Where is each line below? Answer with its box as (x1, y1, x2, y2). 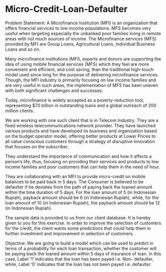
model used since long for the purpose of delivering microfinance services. (5, 71, 159, 77)
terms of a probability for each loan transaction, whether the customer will (5, 245, 157, 251)
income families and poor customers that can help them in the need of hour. (5, 164, 160, 170)
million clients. (5, 108, 35, 114)
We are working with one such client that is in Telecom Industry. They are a (5, 117, 159, 123)
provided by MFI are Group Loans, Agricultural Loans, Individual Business (5, 41, 155, 47)
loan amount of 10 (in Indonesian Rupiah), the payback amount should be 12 (5, 200, 160, 205)
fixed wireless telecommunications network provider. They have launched (5, 123, 156, 129)
